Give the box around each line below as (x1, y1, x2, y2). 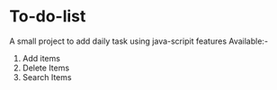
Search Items (22, 71, 72, 82)
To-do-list (9, 6, 86, 27)
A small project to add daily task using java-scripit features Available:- (9, 36, 268, 46)
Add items (22, 53, 61, 63)
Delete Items (22, 62, 70, 73)
